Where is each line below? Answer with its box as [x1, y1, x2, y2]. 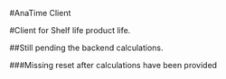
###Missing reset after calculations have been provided [9, 60, 218, 70]
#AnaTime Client [9, 8, 71, 18]
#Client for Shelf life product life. [9, 25, 131, 35]
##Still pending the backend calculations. [9, 42, 164, 53]
